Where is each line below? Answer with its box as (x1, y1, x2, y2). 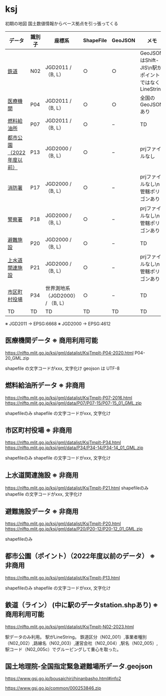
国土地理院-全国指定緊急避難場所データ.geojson (5, 662, 153, 671)
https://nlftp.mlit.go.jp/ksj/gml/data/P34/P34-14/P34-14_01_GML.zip (5, 445, 143, 451)
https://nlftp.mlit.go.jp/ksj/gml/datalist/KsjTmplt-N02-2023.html (5, 624, 134, 630)
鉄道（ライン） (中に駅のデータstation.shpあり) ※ (5, 601, 158, 609)
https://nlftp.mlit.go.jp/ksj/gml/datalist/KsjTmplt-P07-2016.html (5, 395, 132, 401)
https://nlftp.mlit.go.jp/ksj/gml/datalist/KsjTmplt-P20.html (5, 521, 121, 526)
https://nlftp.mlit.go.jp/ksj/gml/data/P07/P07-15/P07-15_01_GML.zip (5, 400, 142, 406)
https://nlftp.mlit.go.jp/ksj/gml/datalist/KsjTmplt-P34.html (5, 440, 121, 446)
